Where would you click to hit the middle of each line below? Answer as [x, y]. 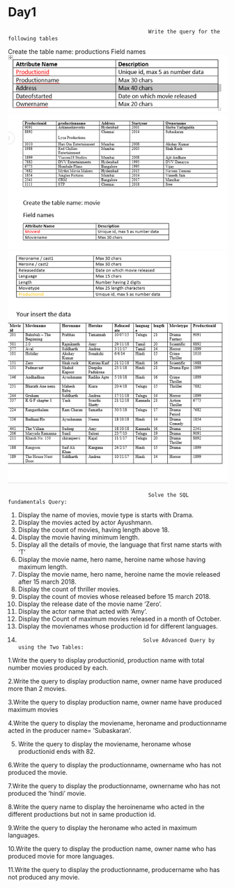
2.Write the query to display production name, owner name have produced [115, 681]
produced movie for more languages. [61, 856]
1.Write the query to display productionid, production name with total [106, 660]
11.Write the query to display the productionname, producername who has [114, 869]
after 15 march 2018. [47, 582]
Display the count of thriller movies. [69, 589]
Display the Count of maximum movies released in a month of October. [119, 619]
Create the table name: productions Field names [77, 51]
